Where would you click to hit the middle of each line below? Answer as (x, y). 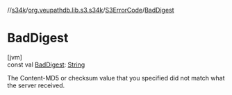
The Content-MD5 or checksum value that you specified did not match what (116, 78)
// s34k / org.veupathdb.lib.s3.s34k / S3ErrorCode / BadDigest (91, 10)
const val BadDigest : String (46, 64)
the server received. (36, 85)
